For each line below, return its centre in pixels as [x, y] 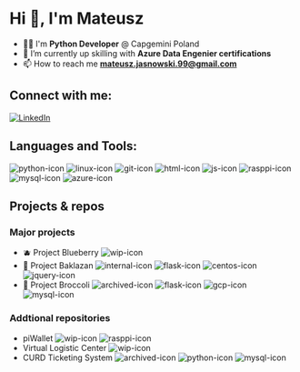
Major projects [42, 232]
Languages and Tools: [74, 146]
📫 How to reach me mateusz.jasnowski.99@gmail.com [130, 64]
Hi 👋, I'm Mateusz [77, 19]
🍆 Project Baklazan [58, 266]
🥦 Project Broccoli [56, 285]
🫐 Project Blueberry [60, 253]
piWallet [38, 338]
